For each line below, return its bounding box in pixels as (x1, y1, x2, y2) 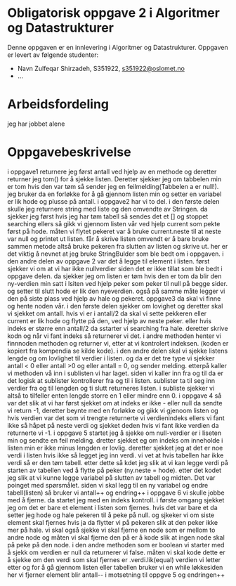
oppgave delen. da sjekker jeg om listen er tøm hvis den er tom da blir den (7, 272, 222, 280)
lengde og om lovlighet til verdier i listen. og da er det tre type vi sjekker (7, 353, 215, 363)
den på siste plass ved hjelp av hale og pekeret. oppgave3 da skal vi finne (7, 294, 221, 303)
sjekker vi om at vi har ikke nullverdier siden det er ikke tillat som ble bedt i (7, 264, 223, 273)
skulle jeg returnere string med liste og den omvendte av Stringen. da (7, 204, 208, 213)
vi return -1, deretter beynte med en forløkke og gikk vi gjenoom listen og (7, 406, 219, 415)
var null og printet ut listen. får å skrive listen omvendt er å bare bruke (7, 234, 209, 243)
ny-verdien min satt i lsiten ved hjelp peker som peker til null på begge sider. (7, 279, 228, 287)
